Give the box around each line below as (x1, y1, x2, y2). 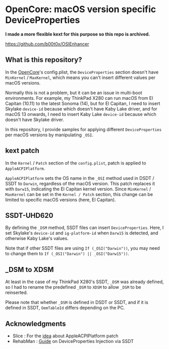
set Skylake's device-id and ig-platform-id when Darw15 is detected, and (5, 230, 158, 236)
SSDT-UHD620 (5, 211, 53, 220)
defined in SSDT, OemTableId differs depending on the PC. (5, 305, 125, 311)
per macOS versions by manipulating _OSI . (5, 132, 93, 138)
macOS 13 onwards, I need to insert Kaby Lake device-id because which (5, 111, 156, 117)
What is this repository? (5, 56, 82, 64)
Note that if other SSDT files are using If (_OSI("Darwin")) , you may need (5, 245, 160, 251)
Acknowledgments (5, 319, 67, 328)
